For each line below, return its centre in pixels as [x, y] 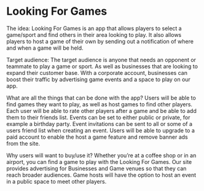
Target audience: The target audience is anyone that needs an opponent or [101, 60]
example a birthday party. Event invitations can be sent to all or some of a [99, 123]
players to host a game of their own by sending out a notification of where [100, 41]
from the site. [23, 143]
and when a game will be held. [45, 48]
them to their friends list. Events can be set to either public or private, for [98, 117]
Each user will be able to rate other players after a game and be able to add [101, 111]
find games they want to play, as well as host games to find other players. [99, 104]
